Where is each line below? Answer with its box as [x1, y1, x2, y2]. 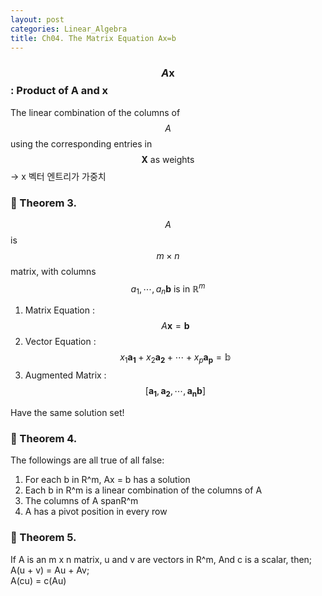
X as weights [141, 153, 195, 165]
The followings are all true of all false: [10, 454, 165, 466]
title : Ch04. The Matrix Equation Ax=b [10, 33, 177, 43]
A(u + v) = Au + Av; [10, 564, 90, 576]
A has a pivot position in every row [24, 506, 168, 518]
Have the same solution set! [10, 407, 125, 419]
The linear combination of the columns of [10, 106, 181, 118]
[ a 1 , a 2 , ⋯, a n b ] [144, 385, 206, 400]
